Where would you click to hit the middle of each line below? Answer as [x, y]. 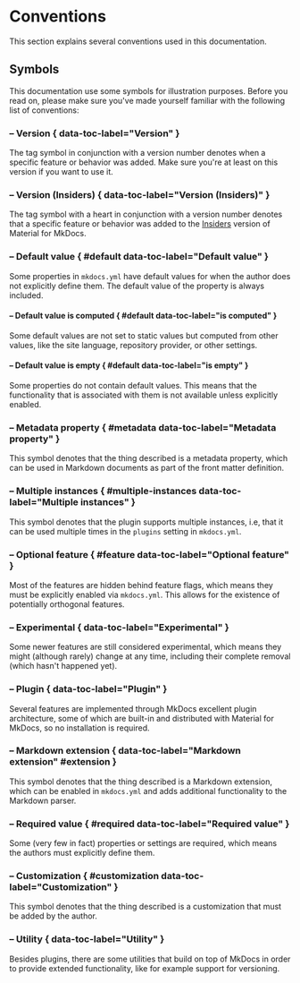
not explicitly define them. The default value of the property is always [137, 286]
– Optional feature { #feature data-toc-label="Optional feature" [150, 554]
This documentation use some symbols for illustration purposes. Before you [149, 90]
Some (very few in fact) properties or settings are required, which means [143, 843]
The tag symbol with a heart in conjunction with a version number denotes [146, 214]
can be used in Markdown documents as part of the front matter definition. [147, 468]
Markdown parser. [43, 800]
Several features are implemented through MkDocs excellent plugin [133, 708]
